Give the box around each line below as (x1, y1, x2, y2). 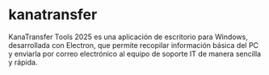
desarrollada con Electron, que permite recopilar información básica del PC (8, 40, 259, 49)
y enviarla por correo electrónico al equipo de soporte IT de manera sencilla (8, 49, 261, 58)
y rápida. (8, 57, 38, 67)
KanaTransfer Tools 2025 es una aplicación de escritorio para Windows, (8, 32, 248, 41)
